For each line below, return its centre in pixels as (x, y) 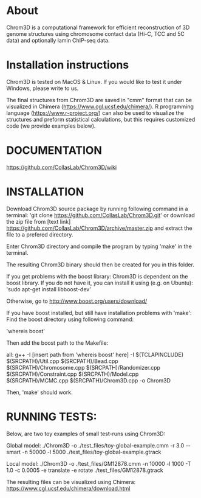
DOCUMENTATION (54, 150)
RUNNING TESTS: (52, 417)
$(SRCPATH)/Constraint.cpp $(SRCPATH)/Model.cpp (73, 374)
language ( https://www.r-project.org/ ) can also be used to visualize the (95, 112)
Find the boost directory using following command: (70, 319)
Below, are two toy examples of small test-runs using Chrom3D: (86, 434)
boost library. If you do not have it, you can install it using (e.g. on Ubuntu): (100, 283)
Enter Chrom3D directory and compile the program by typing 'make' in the (99, 246)
